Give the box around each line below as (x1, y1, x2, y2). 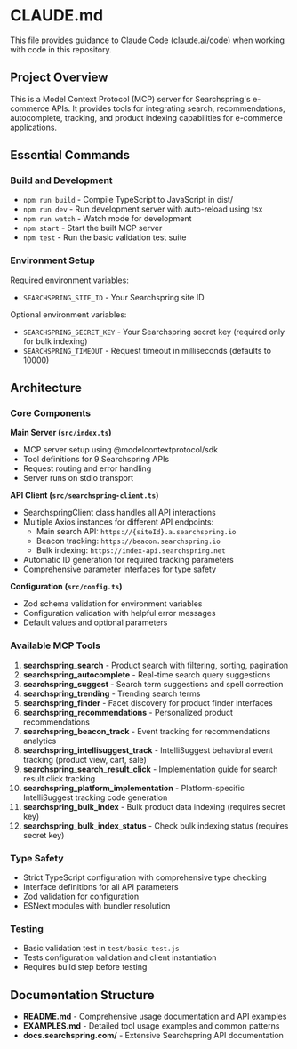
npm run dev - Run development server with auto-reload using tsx (22, 204, 263, 214)
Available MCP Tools (10, 639, 101, 652)
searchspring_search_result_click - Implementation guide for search (22, 764, 278, 774)
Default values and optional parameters (22, 617, 168, 628)
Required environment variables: (10, 275, 130, 285)
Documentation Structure (10, 988, 155, 1003)
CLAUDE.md (10, 5, 104, 26)
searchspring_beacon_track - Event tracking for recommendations (22, 725, 271, 736)
